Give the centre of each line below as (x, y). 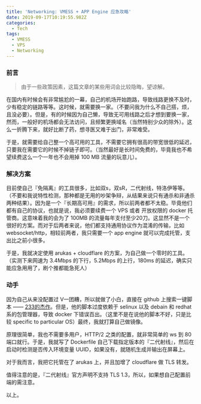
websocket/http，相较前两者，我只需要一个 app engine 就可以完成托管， (96, 233)
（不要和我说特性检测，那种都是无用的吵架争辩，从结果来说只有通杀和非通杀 (100, 195)
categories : (21, 23)
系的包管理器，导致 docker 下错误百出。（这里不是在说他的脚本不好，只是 (96, 314)
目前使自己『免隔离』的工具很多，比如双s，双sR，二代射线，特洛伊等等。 (97, 188)
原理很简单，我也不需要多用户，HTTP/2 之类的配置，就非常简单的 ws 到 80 (99, 334)
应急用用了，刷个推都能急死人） (51, 268)
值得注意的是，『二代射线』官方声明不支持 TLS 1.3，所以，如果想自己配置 (96, 375)
